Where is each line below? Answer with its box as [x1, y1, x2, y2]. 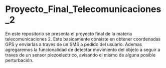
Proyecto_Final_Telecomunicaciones [5, 3, 161, 15]
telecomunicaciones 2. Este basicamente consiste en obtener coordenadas [5, 36, 161, 42]
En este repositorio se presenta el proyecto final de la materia [5, 30, 132, 36]
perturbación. [5, 57, 34, 63]
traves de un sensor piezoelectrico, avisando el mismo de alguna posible [5, 51, 156, 58]
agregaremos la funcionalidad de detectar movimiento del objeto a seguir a [5, 46, 160, 52]
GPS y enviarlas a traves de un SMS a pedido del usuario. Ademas [5, 41, 142, 47]
